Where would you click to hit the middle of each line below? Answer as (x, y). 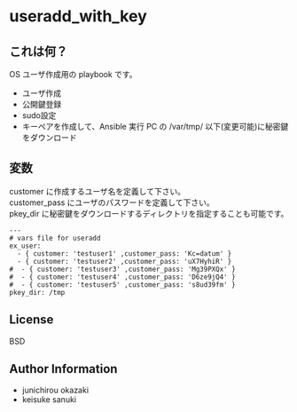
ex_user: (25, 246)
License (31, 320)
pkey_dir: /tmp (37, 292)
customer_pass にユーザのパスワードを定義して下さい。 (112, 202)
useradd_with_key (78, 16)
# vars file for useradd (55, 238)
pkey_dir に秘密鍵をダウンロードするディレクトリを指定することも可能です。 (149, 213)
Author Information (63, 369)
